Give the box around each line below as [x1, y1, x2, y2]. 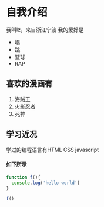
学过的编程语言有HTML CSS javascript [6, 146, 99, 153]
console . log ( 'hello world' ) [11, 180, 80, 186]
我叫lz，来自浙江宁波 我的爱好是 [6, 26, 84, 33]
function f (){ [6, 174, 41, 180]
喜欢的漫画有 [6, 79, 53, 89]
